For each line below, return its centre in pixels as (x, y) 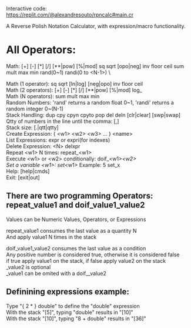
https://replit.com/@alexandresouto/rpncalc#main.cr (70, 15)
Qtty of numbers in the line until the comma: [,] (63, 121)
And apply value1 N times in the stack (51, 237)
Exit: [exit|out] (23, 177)
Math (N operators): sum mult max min (53, 96)
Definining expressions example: (68, 292)
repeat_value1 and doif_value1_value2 (76, 205)
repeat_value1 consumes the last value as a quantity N (71, 230)
